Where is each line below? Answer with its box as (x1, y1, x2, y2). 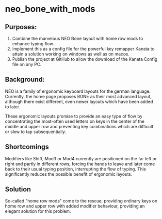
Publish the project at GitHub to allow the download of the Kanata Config (12, 56, 158, 62)
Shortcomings (5, 143, 49, 151)
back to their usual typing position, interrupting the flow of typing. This (5, 166, 146, 172)
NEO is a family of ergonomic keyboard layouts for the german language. (5, 88, 151, 94)
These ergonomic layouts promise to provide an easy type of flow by (5, 113, 143, 119)
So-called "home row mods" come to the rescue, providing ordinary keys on (5, 198, 158, 204)
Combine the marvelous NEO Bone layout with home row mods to (12, 35, 143, 41)
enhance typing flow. (12, 41, 54, 47)
